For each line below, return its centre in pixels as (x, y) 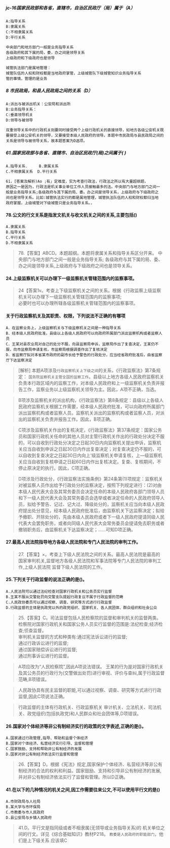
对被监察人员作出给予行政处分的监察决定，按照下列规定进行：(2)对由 (90, 485)
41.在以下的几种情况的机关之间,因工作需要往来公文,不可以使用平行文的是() (83, 790)
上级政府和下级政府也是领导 (30, 58)
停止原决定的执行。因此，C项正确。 (55, 468)
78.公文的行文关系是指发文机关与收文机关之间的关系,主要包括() (71, 215)
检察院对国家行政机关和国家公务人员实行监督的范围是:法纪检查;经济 (88, 624)
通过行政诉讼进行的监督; (43, 643)
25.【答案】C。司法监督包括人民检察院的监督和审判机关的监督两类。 (90, 618)
